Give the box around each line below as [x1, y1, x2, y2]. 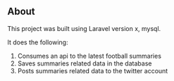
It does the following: [7, 38, 68, 46]
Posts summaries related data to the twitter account [17, 66, 168, 75]
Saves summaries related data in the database [17, 59, 152, 68]
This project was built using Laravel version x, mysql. [7, 24, 161, 32]
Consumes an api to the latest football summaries [17, 51, 162, 60]
